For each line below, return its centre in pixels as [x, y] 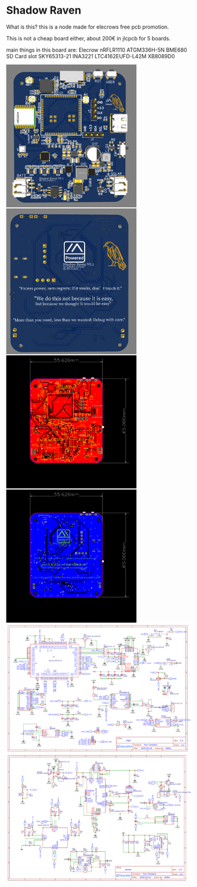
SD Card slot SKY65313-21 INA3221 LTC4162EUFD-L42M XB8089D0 [90, 56]
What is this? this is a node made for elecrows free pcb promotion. [88, 27]
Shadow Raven [44, 10]
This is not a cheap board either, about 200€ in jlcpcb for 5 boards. [88, 38]
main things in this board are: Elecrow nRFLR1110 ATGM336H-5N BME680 [97, 50]
